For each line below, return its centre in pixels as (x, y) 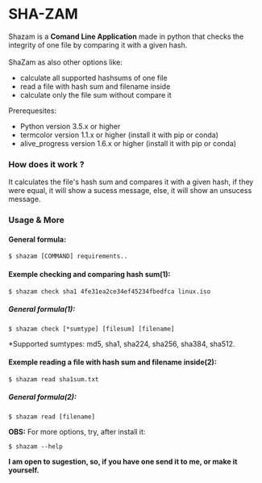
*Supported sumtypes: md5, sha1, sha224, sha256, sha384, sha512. (122, 343)
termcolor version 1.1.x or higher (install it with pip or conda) (119, 135)
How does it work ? (46, 164)
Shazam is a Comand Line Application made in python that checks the (126, 36)
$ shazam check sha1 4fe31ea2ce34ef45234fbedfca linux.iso (110, 292)
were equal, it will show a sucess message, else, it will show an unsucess (130, 191)
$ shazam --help (35, 446)
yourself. (24, 470)
